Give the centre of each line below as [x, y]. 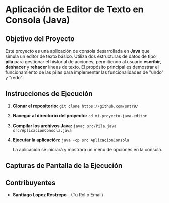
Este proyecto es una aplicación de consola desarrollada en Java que [77, 51]
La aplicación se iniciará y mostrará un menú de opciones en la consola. [88, 149]
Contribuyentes [31, 182]
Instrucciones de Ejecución [49, 94]
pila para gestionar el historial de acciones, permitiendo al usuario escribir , [83, 62]
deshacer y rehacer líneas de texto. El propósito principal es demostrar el [82, 67]
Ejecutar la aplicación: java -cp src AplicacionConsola [71, 140]
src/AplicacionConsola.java [42, 130]
